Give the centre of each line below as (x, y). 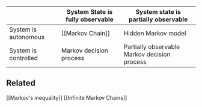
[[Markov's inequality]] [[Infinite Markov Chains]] (67, 97)
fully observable (90, 19)
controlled (23, 58)
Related (21, 83)
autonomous (27, 37)
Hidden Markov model (155, 33)
